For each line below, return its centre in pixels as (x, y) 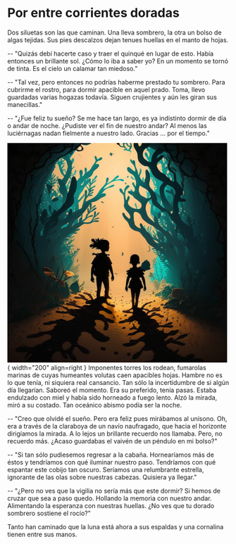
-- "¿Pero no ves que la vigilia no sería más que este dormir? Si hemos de (114, 491)
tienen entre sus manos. (42, 534)
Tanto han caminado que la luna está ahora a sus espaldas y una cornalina (116, 526)
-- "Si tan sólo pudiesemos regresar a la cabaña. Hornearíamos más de (111, 455)
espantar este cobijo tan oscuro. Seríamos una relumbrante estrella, (106, 469)
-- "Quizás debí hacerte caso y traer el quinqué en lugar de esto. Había (110, 53)
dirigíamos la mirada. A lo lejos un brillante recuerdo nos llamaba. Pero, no (115, 434)
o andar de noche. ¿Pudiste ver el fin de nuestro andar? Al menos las (107, 125)
